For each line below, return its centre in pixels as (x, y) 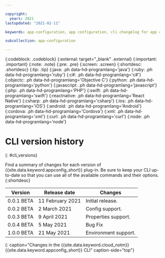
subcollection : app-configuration (41, 41)
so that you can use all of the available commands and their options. (90, 175)
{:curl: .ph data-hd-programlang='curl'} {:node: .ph (98, 116)
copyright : (16, 14)
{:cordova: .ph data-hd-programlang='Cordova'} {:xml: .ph (64, 112)
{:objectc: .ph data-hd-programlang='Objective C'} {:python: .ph (70, 80)
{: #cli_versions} (21, 155)
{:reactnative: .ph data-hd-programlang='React (97, 96)
